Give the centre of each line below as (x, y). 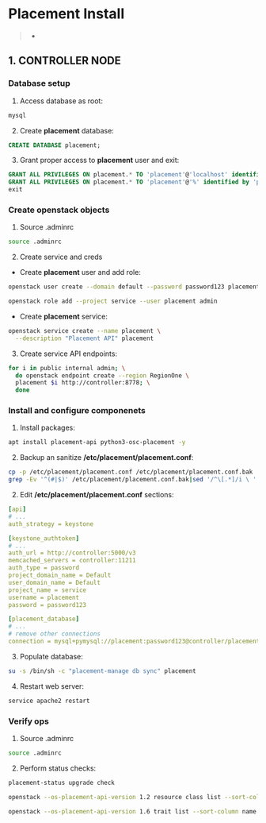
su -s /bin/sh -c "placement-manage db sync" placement (102, 671)
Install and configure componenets (77, 411)
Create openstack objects (59, 210)
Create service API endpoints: (68, 354)
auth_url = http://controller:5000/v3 (72, 553)
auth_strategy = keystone (51, 524)
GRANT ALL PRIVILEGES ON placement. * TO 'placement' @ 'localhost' (118, 175)
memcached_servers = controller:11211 (72, 561)
